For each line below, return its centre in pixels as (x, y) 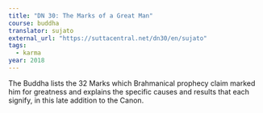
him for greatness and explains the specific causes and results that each (129, 91)
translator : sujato (41, 30)
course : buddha (34, 23)
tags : (17, 46)
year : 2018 (27, 61)
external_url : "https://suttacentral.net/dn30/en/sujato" (108, 38)
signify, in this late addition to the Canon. (76, 100)
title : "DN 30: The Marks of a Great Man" (81, 16)
